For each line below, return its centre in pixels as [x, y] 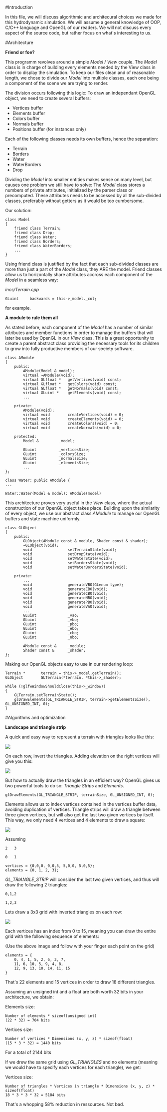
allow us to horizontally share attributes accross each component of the [79, 274]
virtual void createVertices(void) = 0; [73, 415]
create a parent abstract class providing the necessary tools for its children [82, 343]
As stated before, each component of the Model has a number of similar [79, 327]
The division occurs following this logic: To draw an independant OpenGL [81, 93]
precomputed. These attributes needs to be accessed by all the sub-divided [83, 195]
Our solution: [18, 210]
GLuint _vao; [51, 615]
